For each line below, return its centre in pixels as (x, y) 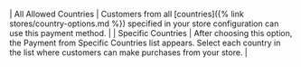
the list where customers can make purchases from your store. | (129, 53)
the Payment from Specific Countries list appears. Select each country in (145, 43)
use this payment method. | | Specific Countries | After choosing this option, (151, 33)
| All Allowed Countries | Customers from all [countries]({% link (127, 14)
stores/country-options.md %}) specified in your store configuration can (144, 24)
